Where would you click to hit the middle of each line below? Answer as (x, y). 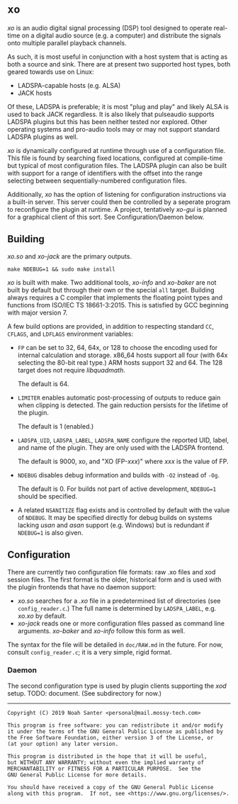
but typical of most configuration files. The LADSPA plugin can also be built (117, 165)
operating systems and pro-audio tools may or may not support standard (114, 129)
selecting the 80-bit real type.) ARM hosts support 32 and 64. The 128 (120, 362)
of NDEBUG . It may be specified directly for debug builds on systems (115, 517)
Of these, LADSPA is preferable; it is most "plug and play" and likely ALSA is (118, 106)
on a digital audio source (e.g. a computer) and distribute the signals (121, 35)
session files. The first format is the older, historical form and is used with (114, 579)
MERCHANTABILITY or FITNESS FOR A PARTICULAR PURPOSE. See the (104, 769)
